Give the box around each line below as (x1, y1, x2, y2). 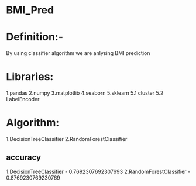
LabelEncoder (6, 96, 40, 103)
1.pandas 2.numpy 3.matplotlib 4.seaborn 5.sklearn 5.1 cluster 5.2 (6, 89, 164, 97)
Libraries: (6, 70, 54, 84)
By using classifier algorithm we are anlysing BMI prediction (6, 50, 150, 57)
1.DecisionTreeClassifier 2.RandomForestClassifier (6, 136, 128, 142)
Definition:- (6, 30, 63, 44)
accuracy (6, 153, 42, 163)
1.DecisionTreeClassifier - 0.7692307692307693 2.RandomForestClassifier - (6, 168, 191, 175)
